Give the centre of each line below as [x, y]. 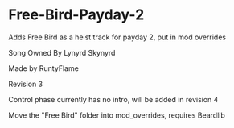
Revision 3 [25, 84]
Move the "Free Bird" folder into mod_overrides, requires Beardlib [117, 115]
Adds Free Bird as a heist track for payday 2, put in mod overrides [117, 37]
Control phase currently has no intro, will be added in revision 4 [113, 99]
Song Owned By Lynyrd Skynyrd [62, 52]
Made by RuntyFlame [43, 68]
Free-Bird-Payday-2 [76, 15]
